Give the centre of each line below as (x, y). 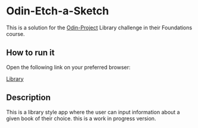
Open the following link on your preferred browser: (69, 67)
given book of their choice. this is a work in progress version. (81, 118)
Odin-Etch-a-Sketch (58, 11)
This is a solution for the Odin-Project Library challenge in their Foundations (99, 28)
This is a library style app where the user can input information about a (93, 112)
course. (16, 33)
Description (28, 98)
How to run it (30, 53)
